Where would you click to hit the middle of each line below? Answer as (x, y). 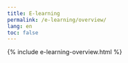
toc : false (23, 33)
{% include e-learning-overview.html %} (65, 52)
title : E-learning (34, 13)
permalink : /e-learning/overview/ (57, 20)
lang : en (20, 26)
